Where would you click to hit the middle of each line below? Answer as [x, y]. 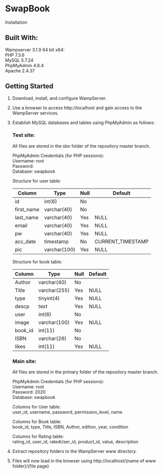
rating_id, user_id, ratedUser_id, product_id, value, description [75, 442]
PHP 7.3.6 [15, 55]
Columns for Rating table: [38, 436]
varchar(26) [52, 338]
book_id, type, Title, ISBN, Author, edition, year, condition [70, 427]
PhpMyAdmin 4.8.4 [25, 65]
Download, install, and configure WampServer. [59, 98]
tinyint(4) [49, 298]
